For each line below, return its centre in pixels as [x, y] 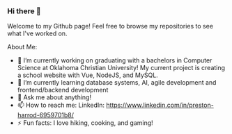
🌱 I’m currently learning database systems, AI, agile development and [117, 83]
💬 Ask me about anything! [54, 97]
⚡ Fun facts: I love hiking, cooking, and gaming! [85, 123]
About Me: [22, 47]
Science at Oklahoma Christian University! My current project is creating [121, 68]
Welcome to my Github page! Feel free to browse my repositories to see [110, 26]
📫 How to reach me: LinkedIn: [61, 105]
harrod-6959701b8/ [46, 115]
